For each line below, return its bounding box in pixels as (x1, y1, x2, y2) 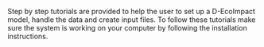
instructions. (7, 31, 49, 41)
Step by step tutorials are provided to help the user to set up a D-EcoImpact (7, 7, 256, 16)
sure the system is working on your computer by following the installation (7, 23, 247, 32)
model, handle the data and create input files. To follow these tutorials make (7, 15, 256, 24)
